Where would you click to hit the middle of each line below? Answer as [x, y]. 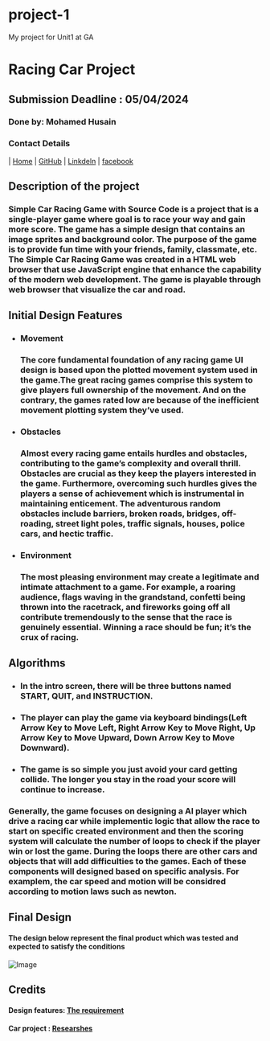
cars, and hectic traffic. [67, 534]
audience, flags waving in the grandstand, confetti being [133, 596]
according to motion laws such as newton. [92, 891]
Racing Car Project [72, 70]
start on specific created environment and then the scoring [126, 831]
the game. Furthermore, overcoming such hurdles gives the [138, 484]
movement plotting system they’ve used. [102, 410]
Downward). [45, 748]
